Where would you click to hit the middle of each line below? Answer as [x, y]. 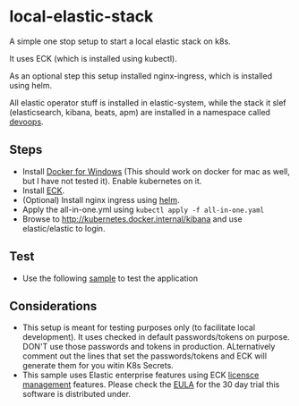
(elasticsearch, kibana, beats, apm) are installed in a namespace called [140, 112]
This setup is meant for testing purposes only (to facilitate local [139, 327]
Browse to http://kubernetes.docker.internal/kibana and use [132, 219]
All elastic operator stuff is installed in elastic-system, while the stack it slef [148, 102]
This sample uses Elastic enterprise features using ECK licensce [141, 375]
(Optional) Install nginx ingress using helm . [101, 199]
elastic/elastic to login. [64, 228]
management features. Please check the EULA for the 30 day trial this [151, 385]
